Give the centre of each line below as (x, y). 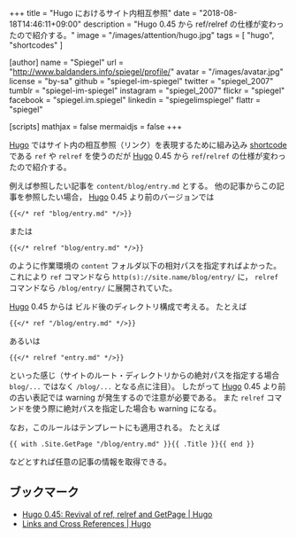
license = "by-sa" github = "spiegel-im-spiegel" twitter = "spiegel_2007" (141, 81)
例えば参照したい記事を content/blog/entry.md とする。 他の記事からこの (143, 186)
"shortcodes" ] (36, 45)
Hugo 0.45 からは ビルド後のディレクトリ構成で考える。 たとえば (128, 307)
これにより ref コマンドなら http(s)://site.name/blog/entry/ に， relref (144, 277)
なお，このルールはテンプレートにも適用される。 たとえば (115, 427)
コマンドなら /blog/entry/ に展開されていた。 (93, 288)
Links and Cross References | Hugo (87, 523)
